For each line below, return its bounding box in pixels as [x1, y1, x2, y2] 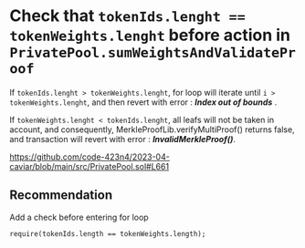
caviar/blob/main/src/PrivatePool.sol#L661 [9, 160, 170, 171]
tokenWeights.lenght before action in [9, 25, 290, 46]
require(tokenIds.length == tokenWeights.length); [9, 229, 206, 238]
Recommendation [9, 188, 112, 203]
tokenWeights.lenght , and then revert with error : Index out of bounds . [9, 97, 278, 108]
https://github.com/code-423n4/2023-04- [9, 151, 171, 162]
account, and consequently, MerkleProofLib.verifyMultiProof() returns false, [9, 124, 295, 135]
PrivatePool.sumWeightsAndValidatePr [9, 45, 297, 62]
